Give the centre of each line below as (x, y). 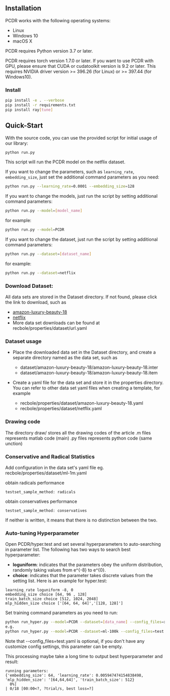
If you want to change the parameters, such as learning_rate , (70, 172)
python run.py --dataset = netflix (40, 273)
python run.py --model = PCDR (35, 230)
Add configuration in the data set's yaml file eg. (55, 467)
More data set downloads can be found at (56, 323)
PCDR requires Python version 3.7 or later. (49, 51)
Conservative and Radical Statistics (50, 456)
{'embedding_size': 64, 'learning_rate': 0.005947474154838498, (74, 675)
